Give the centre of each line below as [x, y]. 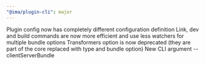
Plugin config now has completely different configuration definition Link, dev [102, 29]
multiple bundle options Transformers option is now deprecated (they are [99, 42]
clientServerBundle [31, 55]
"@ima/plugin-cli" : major [39, 12]
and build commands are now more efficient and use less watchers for [95, 36]
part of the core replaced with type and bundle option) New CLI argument [99, 49]
